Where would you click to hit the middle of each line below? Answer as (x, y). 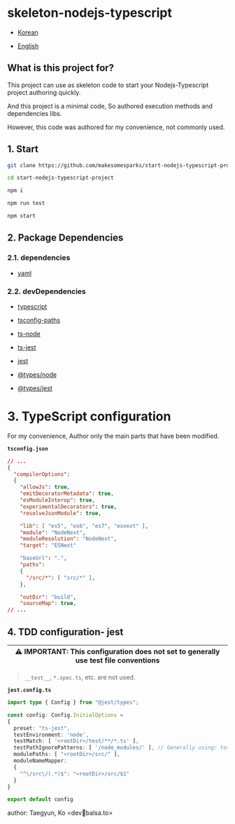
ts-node (29, 333)
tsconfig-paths (39, 320)
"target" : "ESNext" (48, 545)
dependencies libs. (35, 113)
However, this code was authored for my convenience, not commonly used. (116, 127)
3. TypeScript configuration (89, 417)
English (28, 46)
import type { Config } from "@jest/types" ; (73, 703)
